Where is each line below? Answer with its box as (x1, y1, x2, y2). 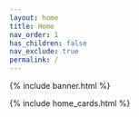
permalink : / (9, 55, 59, 64)
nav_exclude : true (9, 47, 79, 56)
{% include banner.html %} (9, 81, 111, 91)
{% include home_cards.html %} (9, 98, 131, 109)
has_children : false (9, 38, 88, 48)
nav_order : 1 (9, 30, 59, 39)
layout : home (9, 13, 59, 23)
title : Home (9, 22, 55, 31)
